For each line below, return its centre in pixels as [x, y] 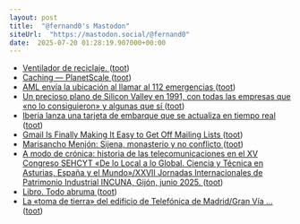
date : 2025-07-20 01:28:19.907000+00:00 [88, 43]
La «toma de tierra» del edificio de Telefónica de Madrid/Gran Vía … [147, 202]
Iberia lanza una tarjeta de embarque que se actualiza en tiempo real [149, 116]
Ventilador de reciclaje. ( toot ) [76, 68]
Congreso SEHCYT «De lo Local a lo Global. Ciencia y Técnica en [143, 163]
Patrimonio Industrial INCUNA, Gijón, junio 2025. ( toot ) [123, 182]
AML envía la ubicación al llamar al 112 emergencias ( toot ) [129, 87]
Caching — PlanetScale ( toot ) [77, 78]
